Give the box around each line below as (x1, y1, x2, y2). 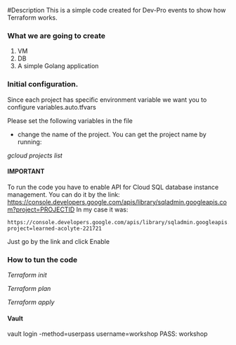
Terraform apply (7, 298, 55, 306)
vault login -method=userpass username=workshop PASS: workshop (7, 330, 208, 338)
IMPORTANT (7, 167, 45, 176)
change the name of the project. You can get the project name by (17, 130, 207, 138)
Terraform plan (7, 285, 51, 293)
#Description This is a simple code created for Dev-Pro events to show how (7, 6, 226, 14)
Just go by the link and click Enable (7, 237, 110, 245)
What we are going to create (7, 31, 106, 41)
